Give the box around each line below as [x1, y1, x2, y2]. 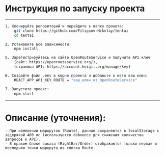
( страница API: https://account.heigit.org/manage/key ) [14, 64, 131, 69]
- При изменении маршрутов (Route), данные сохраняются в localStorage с [5, 129, 160, 133]
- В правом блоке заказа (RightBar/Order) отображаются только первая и [5, 141, 157, 146]
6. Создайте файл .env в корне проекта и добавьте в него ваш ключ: [5, 73, 148, 78]
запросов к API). [5, 137, 41, 142]
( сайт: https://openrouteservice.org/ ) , [14, 60, 98, 65]
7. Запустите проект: [5, 86, 50, 91]
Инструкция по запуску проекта [5, 3, 145, 14]
